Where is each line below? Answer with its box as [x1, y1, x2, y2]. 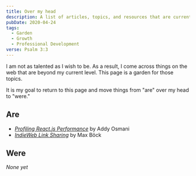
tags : [6, 25, 19, 31]
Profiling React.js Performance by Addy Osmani [14, 125, 130, 132]
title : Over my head [6, 8, 57, 15]
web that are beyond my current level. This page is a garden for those [6, 68, 174, 76]
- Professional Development [11, 42, 80, 47]
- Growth [11, 36, 33, 42]
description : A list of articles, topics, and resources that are [6, 14, 171, 20]
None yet [6, 164, 28, 171]
